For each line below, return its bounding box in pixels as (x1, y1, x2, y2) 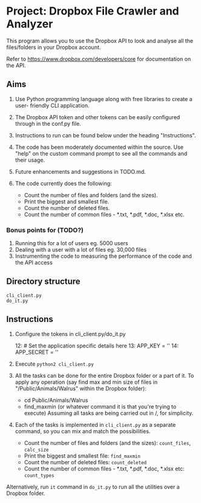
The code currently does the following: (15, 180, 112, 187)
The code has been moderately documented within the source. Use (15, 143, 183, 151)
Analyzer (6, 17, 53, 31)
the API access (15, 259, 53, 266)
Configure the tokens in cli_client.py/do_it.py (15, 330, 126, 337)
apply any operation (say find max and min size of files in (15, 378, 158, 386)
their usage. (15, 156, 45, 163)
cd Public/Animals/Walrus (24, 396, 88, 404)
